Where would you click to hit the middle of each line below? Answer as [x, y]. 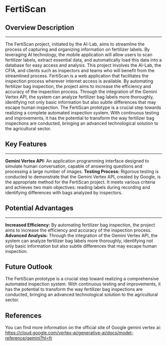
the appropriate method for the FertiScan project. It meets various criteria [80, 182]
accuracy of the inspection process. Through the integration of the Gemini [81, 91]
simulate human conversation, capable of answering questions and [74, 166]
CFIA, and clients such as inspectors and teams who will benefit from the [80, 70]
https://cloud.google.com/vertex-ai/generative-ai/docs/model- [69, 333]
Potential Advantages [39, 208]
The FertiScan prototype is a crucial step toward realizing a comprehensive [82, 279]
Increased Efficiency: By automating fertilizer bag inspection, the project [80, 225]
